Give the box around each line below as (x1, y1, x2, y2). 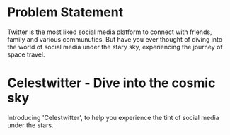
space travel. (7, 50, 45, 59)
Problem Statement (7, 4, 124, 20)
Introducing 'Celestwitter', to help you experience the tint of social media (7, 113, 219, 122)
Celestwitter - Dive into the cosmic (7, 75, 216, 91)
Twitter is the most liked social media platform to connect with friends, (7, 28, 212, 36)
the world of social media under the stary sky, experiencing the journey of (7, 42, 223, 51)
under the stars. (7, 121, 54, 129)
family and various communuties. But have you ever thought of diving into (7, 35, 223, 43)
